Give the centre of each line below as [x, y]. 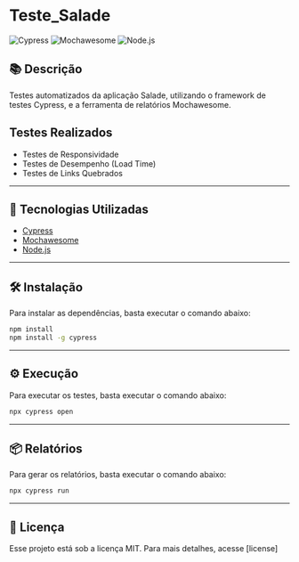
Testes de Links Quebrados [72, 173]
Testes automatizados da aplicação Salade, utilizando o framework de [138, 95]
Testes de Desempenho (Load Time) [89, 163]
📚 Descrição [46, 69]
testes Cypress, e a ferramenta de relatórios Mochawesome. [120, 104]
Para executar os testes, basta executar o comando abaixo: [118, 395]
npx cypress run [39, 491]
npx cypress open [41, 411]
